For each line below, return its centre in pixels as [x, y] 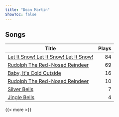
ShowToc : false [21, 14]
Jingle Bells [21, 98]
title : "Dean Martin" [28, 10]
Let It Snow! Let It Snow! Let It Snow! [51, 57]
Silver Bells [21, 89]
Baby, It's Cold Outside [34, 73]
